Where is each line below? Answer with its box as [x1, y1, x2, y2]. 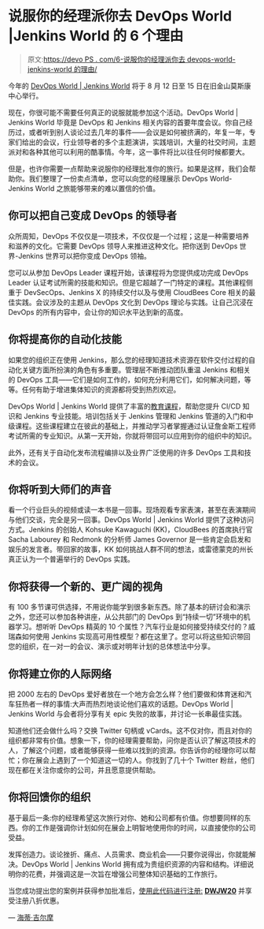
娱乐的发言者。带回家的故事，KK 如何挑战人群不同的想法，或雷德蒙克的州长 [8, 545, 254, 554]
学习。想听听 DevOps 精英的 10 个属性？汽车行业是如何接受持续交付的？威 [14, 622, 255, 632]
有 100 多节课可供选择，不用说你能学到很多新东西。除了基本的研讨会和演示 [8, 603, 251, 612]
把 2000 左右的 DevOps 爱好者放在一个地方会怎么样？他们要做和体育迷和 [8, 689, 245, 699]
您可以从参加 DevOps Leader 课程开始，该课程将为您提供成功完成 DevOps [8, 267, 249, 277]
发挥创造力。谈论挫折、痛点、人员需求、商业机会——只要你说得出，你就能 [8, 849, 249, 859]
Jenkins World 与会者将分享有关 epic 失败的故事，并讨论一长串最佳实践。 [8, 709, 246, 718]
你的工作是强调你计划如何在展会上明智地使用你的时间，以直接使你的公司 [21, 823, 256, 832]
